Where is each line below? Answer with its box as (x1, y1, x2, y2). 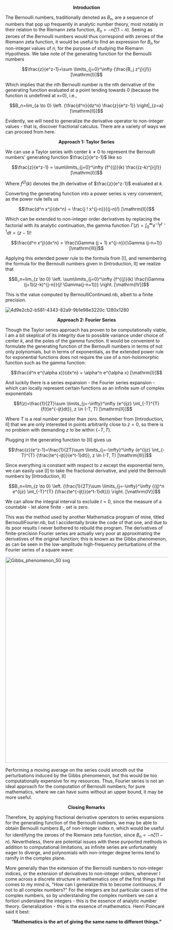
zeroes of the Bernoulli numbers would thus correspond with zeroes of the (5, 33, 164, 39)
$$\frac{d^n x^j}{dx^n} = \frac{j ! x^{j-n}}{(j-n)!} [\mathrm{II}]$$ (19, 206, 154, 212)
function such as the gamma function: (5, 360, 86, 366)
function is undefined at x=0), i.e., (5, 93, 77, 99)
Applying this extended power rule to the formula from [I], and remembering (5, 255, 166, 261)
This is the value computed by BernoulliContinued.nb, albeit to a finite (5, 292, 153, 298)
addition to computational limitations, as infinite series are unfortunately (5, 844, 158, 850)
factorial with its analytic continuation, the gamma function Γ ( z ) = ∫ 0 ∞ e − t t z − (5, 221, 166, 229)
